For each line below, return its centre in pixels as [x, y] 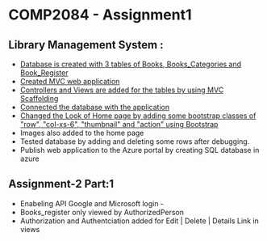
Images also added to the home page [82, 133]
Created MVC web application [70, 81]
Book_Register [44, 73]
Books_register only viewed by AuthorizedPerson [102, 212]
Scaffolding [39, 98]
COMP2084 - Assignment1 [100, 15]
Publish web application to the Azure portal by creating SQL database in [140, 150]
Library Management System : [86, 45]
